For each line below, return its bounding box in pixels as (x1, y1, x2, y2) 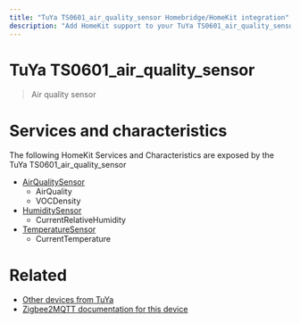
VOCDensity (35, 195, 81, 206)
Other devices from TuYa (21, 294, 114, 305)
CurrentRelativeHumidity (35, 215, 127, 226)
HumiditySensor (21, 205, 82, 216)
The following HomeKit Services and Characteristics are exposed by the (9, 150, 275, 161)
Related (9, 265, 67, 286)
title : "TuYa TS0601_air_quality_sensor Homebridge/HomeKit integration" (9, 12, 290, 22)
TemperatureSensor (21, 224, 96, 235)
